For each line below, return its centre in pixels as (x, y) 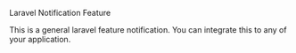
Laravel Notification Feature (60, 13)
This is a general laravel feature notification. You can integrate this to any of (148, 30)
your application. (40, 39)
